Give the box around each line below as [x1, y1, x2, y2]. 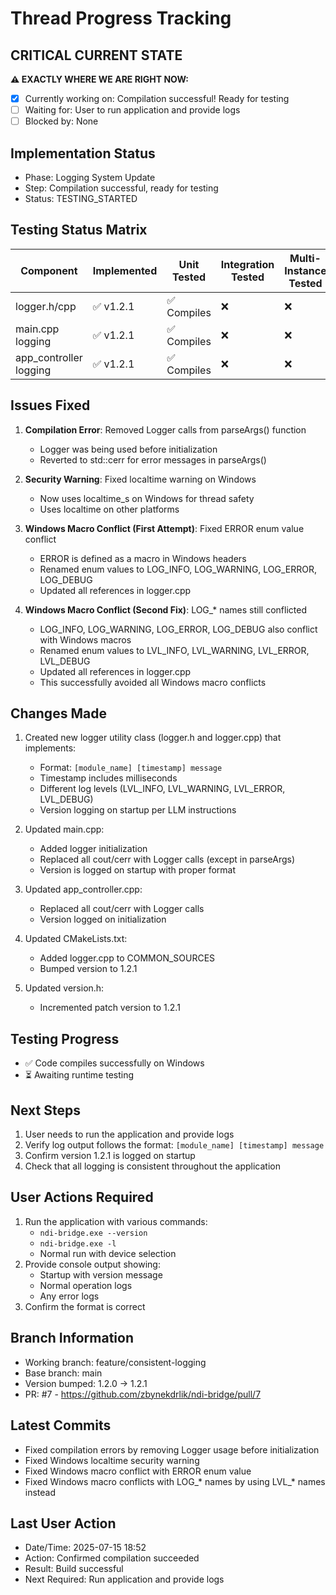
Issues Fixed [10, 397, 91, 414]
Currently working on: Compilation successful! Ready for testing [24, 93, 290, 104]
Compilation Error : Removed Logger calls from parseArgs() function [24, 423, 307, 436]
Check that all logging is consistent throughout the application [24, 1160, 281, 1172]
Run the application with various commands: [24, 1215, 208, 1227]
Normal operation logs [39, 1279, 133, 1291]
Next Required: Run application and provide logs [24, 1573, 225, 1586]
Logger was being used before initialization [39, 443, 218, 455]
